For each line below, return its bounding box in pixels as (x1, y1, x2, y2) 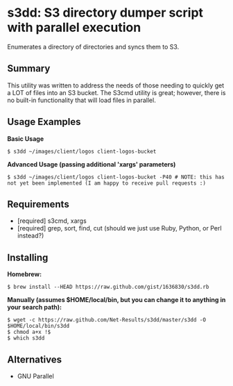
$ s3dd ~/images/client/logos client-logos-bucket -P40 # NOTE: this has (7, 174, 225, 181)
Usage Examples (7, 116, 81, 128)
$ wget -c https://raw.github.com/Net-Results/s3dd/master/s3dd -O (7, 317, 207, 324)
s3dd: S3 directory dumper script (7, 5, 203, 21)
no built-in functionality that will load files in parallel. (7, 96, 156, 104)
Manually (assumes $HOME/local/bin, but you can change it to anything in (7, 296, 226, 304)
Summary (7, 62, 51, 74)
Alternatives (7, 353, 62, 365)
